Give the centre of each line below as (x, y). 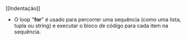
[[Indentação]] (23, 8)
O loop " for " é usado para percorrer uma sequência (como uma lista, (98, 19)
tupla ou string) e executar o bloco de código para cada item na (91, 26)
